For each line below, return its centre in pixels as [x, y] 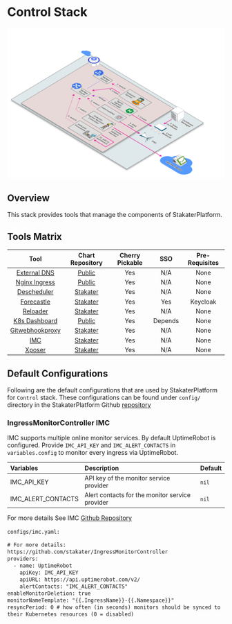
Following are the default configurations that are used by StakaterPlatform [112, 390]
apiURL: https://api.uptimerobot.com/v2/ [80, 580]
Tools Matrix [35, 236]
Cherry [130, 255]
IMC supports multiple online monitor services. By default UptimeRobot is [112, 438]
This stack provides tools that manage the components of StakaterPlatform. [115, 215]
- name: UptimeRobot [43, 566]
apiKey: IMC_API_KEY [49, 573]
